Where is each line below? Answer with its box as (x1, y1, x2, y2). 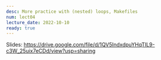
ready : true (6, 25, 35, 31)
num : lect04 (6, 14, 35, 20)
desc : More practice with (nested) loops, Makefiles (6, 8, 138, 15)
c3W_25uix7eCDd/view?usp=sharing (6, 48, 96, 55)
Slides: (6, 41, 22, 48)
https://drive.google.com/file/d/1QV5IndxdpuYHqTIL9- (23, 41, 155, 48)
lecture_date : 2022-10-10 (6, 19, 69, 25)
